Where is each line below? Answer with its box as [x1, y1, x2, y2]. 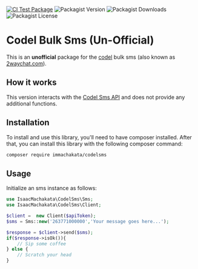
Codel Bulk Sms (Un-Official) [6, 33, 154, 47]
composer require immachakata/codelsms [6, 151, 107, 158]
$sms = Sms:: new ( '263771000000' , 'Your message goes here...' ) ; [6, 218, 170, 224]
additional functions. [6, 100, 58, 107]
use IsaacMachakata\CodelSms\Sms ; [6, 196, 94, 202]
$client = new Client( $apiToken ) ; [6, 213, 96, 219]
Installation [6, 118, 50, 128]
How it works [6, 78, 57, 88]
